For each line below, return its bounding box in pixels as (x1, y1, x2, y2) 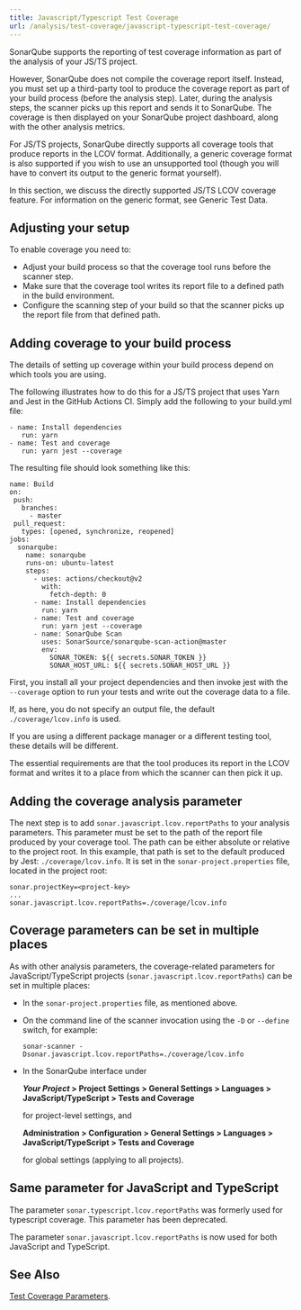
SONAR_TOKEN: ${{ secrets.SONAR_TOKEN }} (49, 654, 207, 663)
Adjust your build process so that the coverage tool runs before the (22, 262, 271, 273)
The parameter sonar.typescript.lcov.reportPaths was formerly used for (9, 1204, 283, 1215)
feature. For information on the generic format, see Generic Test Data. (9, 194, 269, 205)
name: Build (9, 480, 54, 489)
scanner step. (22, 271, 74, 282)
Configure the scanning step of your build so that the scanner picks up (22, 300, 285, 311)
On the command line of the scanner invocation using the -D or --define (22, 1015, 290, 1025)
